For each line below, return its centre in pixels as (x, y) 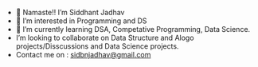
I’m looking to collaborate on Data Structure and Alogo (105, 37)
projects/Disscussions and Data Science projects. (97, 46)
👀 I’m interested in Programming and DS (81, 21)
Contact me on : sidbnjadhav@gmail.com (83, 55)
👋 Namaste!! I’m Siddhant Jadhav (70, 12)
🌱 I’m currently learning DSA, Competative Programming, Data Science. (133, 29)
